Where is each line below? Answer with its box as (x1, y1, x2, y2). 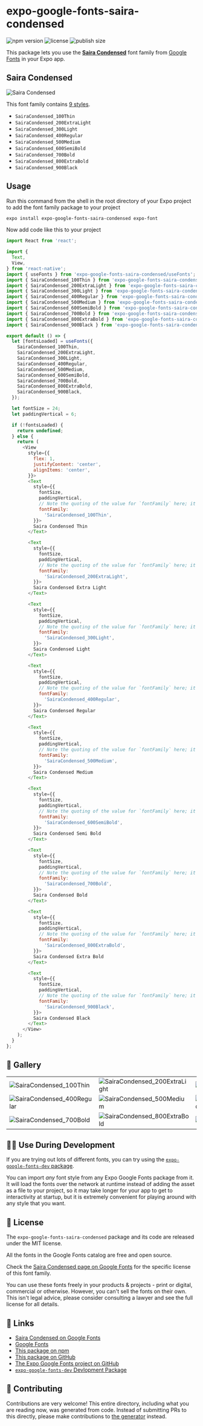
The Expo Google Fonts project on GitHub (14, 1360, 119, 1367)
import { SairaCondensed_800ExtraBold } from (6, 316, 123, 322)
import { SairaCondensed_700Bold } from (6, 310, 110, 317)
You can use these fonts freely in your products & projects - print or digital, (6, 1282, 193, 1289)
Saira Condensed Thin (33, 523, 88, 530)
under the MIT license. (6, 1240, 62, 1247)
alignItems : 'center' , (33, 467, 91, 473)
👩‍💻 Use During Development (6, 1140, 115, 1150)
